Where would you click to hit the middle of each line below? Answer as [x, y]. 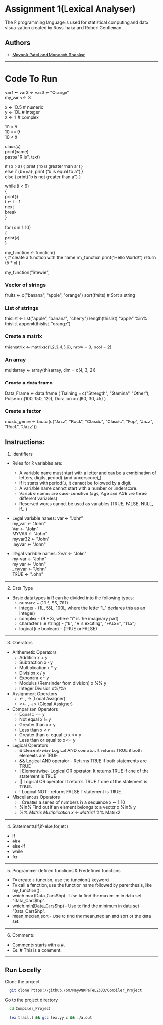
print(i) [12, 196]
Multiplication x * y [38, 668]
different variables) [38, 499]
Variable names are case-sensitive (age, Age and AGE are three [83, 494]
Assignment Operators [34, 694]
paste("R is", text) [23, 157]
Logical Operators [30, 745]
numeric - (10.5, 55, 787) [44, 603]
